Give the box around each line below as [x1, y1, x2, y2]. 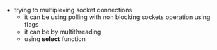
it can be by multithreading [24, 27, 102, 36]
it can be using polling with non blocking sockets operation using [24, 13, 211, 21]
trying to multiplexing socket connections [13, 6, 133, 14]
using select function [24, 35, 86, 43]
